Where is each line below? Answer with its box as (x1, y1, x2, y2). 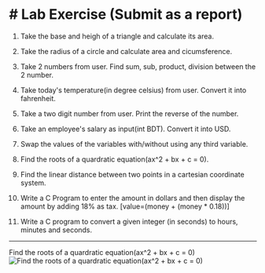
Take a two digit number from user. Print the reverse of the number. (20, 108, 239, 118)
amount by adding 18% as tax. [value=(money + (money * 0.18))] (20, 202, 230, 211)
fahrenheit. (20, 93, 56, 103)
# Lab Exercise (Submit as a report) (9, 5, 243, 24)
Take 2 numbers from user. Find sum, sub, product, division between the (20, 61, 256, 71)
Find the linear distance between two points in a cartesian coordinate (20, 169, 245, 179)
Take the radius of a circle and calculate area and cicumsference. (20, 46, 233, 56)
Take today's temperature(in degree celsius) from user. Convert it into (20, 85, 247, 95)
